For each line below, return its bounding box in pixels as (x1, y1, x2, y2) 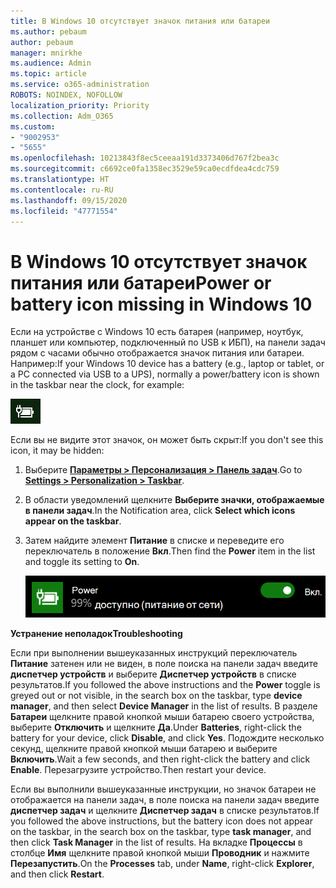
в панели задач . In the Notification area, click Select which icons (24, 505, 296, 517)
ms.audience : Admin (10, 58, 92, 69)
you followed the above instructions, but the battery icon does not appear (10, 815, 313, 827)
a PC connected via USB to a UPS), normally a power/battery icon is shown (10, 368, 320, 380)
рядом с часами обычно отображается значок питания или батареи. (10, 347, 305, 359)
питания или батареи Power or (10, 271, 272, 294)
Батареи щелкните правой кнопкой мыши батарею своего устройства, (10, 711, 315, 723)
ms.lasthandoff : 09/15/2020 (10, 195, 128, 205)
